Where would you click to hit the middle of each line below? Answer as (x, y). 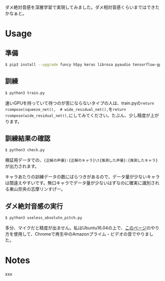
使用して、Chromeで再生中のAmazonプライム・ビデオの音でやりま (81, 234)
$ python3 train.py (25, 93)
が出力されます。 (22, 166)
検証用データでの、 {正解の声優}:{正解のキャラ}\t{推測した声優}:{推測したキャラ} (82, 160)
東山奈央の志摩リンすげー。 (37, 189)
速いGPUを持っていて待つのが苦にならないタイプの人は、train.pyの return (80, 103)
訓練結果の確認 (28, 138)
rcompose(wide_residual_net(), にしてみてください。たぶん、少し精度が (78, 115)
